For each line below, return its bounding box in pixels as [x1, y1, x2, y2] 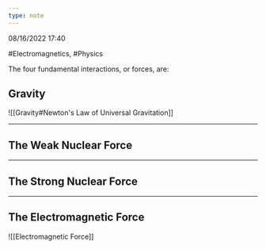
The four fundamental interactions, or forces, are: [8, 64, 169, 74]
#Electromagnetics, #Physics [8, 48, 104, 58]
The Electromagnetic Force [8, 211, 145, 224]
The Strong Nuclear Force [8, 174, 139, 188]
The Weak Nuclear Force [8, 138, 133, 151]
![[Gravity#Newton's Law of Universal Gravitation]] [8, 108, 174, 117]
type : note [8, 11, 44, 20]
